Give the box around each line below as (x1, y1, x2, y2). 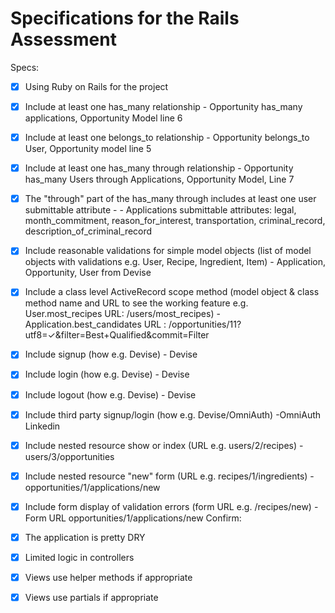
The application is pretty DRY (24, 531, 146, 543)
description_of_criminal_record (24, 225, 153, 237)
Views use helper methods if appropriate (24, 571, 193, 583)
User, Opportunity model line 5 (24, 143, 152, 155)
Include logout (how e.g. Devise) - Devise (24, 388, 197, 401)
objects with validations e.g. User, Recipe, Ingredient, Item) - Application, (24, 256, 326, 268)
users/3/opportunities (24, 450, 115, 462)
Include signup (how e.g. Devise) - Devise (24, 348, 198, 361)
